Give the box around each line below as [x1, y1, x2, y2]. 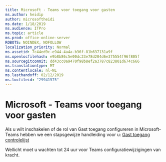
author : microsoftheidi [5, 17, 55, 22]
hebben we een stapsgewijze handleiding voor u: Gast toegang [19, 131, 150, 137]
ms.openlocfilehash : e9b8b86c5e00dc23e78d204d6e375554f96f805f [5, 54, 140, 59]
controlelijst [5, 136, 29, 143]
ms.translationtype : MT [5, 63, 55, 68]
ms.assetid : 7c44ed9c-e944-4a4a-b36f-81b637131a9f [5, 49, 113, 54]
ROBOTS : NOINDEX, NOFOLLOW [5, 40, 61, 45]
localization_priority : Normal [5, 45, 70, 50]
